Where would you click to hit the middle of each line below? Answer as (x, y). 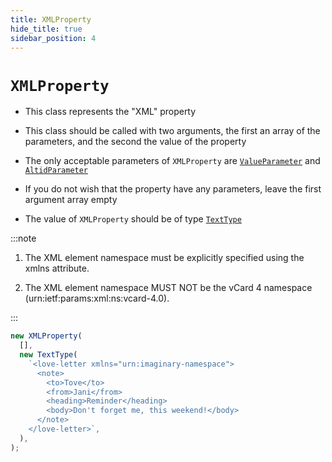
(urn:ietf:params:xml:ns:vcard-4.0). (97, 298)
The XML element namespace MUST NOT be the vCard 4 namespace (168, 288)
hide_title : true (46, 29)
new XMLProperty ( (46, 336)
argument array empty (71, 200)
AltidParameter (56, 171)
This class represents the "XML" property (110, 112)
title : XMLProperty (51, 19)
